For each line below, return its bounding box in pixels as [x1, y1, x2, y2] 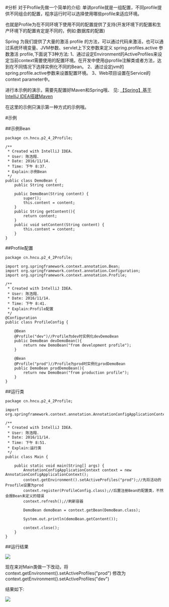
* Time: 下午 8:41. [7, 301, 47, 306]
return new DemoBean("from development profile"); [23, 343, 132, 348]
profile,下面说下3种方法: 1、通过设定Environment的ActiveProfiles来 [19, 51, 158, 57]
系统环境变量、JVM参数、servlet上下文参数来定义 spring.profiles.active [9, 45, 158, 50]
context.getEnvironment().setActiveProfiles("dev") [5, 576, 110, 582]
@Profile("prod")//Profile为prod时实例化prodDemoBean [14, 361, 126, 366]
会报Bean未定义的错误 [5, 493, 44, 499]
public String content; [14, 183, 64, 188]
